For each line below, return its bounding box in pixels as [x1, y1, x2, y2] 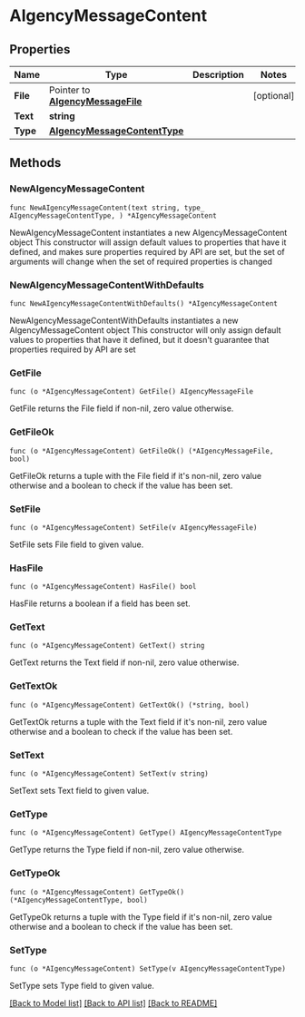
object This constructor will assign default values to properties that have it [9, 237, 287, 248]
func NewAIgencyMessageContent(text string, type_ [9, 203, 205, 212]
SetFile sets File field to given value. [9, 539, 144, 550]
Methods [9, 155, 62, 171]
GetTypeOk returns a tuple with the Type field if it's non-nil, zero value [9, 911, 272, 922]
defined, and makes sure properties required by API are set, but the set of [9, 246, 286, 257]
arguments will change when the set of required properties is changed [9, 256, 272, 267]
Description [192, 69, 245, 81]
